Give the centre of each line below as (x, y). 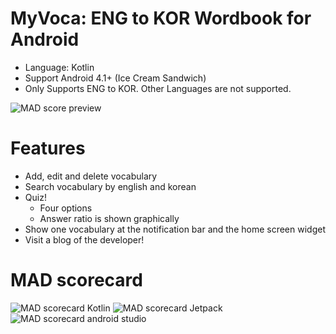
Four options (66, 208)
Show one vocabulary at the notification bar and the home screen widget (175, 229)
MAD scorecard (76, 280)
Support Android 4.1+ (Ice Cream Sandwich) (115, 78)
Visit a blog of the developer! (84, 239)
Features (48, 148)
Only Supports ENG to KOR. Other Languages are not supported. (158, 88)
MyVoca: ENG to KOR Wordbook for (161, 18)
